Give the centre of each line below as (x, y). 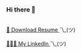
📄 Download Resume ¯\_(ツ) (41, 30)
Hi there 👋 (21, 10)
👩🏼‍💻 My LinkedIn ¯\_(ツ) (36, 44)
